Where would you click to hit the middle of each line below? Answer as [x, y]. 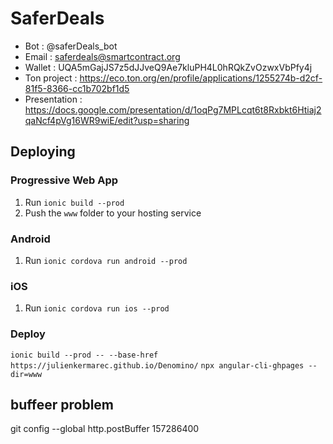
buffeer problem [62, 404]
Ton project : [51, 78]
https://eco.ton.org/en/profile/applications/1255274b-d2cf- [201, 78]
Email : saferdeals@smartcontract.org [102, 56]
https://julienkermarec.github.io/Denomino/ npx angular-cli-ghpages [157, 365]
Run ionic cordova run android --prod [106, 260]
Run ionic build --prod [74, 202]
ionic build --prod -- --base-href [84, 355]
